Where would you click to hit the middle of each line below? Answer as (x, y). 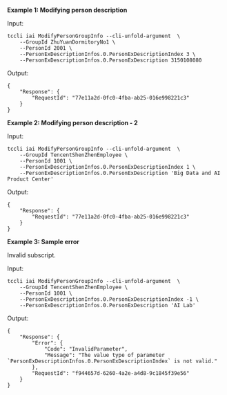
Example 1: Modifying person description (67, 10)
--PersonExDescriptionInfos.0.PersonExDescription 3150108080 (111, 60)
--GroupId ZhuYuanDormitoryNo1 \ (68, 42)
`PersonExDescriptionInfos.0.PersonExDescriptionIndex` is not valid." (112, 361)
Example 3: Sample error (43, 242)
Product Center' (30, 179)
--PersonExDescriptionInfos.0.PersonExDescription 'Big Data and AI (120, 173)
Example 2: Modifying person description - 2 (72, 123)
